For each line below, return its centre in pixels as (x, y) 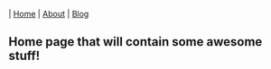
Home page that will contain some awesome (135, 42)
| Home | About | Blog (49, 14)
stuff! (24, 56)
